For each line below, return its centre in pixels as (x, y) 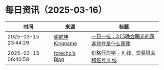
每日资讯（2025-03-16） (56, 10)
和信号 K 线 (104, 60)
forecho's (64, 53)
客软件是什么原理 (111, 44)
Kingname (65, 43)
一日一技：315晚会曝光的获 (123, 36)
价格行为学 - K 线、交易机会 (123, 53)
